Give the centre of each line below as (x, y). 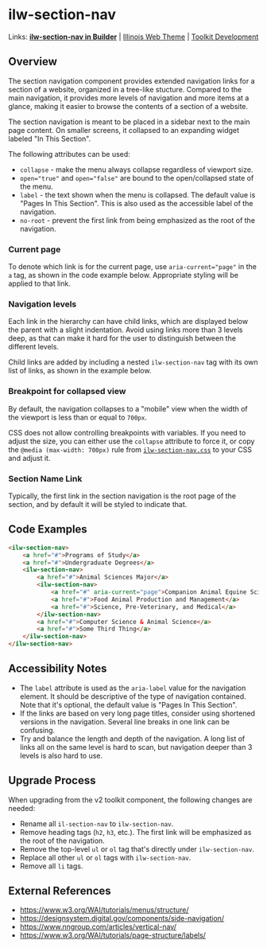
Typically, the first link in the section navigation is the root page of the (122, 496)
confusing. (37, 730)
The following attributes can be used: (70, 154)
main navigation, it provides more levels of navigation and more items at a (129, 98)
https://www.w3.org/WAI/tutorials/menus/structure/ (104, 910)
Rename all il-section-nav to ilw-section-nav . (97, 823)
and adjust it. (29, 458)
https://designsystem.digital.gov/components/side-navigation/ (122, 919)
